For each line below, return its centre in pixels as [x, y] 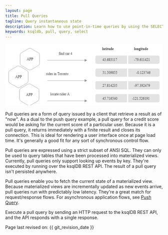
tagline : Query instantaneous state [43, 21]
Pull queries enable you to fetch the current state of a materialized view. [79, 181]
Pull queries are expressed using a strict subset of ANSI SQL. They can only [83, 150]
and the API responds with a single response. [52, 217]
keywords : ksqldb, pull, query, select [47, 32]
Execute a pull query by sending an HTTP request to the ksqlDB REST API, [82, 212]
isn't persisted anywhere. [31, 171]
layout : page [19, 11]
